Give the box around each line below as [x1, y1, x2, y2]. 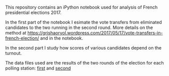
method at [5, 30, 27, 35]
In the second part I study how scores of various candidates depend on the [5, 45, 162, 50]
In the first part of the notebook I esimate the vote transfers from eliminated [5, 19, 162, 25]
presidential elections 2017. [5, 9, 62, 15]
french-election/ [5, 35, 39, 41]
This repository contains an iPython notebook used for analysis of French [5, 4, 158, 10]
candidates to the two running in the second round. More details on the [5, 24, 153, 30]
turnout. [5, 50, 22, 56]
